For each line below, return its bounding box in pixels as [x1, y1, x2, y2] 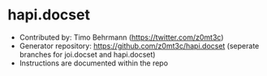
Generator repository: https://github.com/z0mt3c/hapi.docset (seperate [19, 40, 260, 50]
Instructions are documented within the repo [19, 58, 168, 68]
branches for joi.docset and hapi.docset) [19, 49, 156, 59]
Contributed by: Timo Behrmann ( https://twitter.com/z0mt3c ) [19, 32, 224, 42]
